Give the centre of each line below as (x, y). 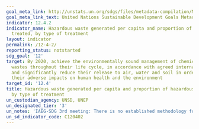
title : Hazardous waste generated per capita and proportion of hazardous (100, 89)
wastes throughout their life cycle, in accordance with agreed (92, 67)
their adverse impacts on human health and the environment (87, 78)
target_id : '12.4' (29, 84)
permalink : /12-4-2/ (32, 45)
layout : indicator (29, 39)
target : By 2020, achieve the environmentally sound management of (91, 61)
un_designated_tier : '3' (37, 106)
